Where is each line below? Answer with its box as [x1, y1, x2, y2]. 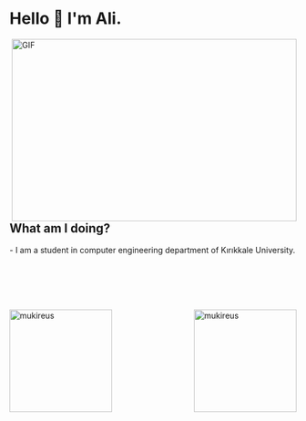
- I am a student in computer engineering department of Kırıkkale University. [9, 245, 296, 256]
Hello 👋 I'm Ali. [9, 8, 122, 29]
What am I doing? [9, 221, 111, 236]
